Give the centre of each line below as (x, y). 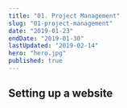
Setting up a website (61, 93)
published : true (35, 61)
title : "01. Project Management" (64, 16)
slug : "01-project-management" (61, 23)
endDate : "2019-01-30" (46, 38)
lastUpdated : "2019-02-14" (53, 46)
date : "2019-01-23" (41, 31)
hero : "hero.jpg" (37, 53)
